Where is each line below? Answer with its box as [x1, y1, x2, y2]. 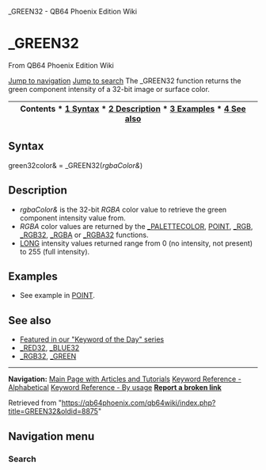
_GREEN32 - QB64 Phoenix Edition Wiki [8, 7, 137, 16]
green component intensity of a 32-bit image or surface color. [8, 84, 210, 94]
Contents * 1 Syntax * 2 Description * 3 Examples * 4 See [19, 103, 247, 114]
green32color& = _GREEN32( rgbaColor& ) [8, 160, 143, 170]
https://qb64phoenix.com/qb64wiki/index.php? [61, 398, 216, 407]
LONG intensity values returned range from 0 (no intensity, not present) [19, 238, 253, 248]
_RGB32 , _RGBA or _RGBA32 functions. [19, 230, 149, 239]
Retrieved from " [8, 398, 62, 407]
